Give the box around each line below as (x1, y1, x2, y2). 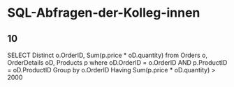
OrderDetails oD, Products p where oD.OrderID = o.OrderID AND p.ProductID (7, 58, 228, 67)
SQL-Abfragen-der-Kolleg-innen (7, 5, 200, 21)
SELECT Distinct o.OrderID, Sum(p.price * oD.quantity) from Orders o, (7, 51, 208, 59)
